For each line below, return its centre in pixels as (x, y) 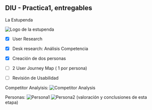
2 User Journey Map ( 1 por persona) (50, 68)
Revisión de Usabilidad (35, 78)
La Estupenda (19, 20)
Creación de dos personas (39, 58)
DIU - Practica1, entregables (49, 8)
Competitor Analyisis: (27, 88)
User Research (27, 39)
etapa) (12, 103)
